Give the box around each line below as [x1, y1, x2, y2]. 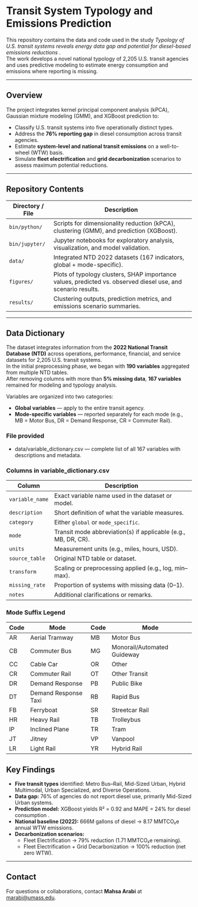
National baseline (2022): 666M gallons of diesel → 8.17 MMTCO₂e [14, 818, 180, 825]
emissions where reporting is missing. [6, 67, 98, 74]
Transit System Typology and [6, 4, 153, 18]
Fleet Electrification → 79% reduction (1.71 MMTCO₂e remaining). [23, 837, 181, 844]
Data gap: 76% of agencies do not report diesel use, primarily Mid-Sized [14, 793, 192, 800]
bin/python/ [9, 223, 43, 230]
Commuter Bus [30, 647, 72, 655]
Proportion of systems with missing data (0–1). [54, 581, 184, 589]
